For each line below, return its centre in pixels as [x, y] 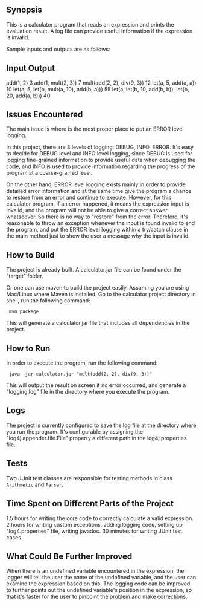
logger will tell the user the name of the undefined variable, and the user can [101, 578]
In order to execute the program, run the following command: [82, 363]
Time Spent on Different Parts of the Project [90, 503]
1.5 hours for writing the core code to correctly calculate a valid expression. [100, 518]
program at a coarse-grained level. [49, 173]
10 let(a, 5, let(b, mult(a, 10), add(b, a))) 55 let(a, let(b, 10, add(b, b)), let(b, [98, 89]
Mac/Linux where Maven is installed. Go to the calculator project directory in [101, 294]
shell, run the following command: [48, 301]
